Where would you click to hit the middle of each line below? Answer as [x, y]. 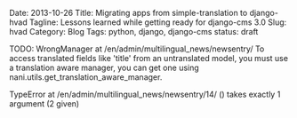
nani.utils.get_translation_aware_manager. [86, 77]
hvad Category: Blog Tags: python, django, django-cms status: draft [134, 31]
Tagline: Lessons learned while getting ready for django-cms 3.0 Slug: [158, 22]
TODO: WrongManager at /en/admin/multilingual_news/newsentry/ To [137, 49]
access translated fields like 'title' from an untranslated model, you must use [149, 58]
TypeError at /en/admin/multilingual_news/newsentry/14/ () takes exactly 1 [145, 94]
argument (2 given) [44, 104]
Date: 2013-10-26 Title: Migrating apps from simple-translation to [128, 13]
